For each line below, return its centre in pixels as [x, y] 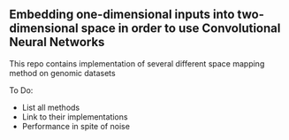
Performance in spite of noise [76, 126]
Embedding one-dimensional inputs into [122, 15]
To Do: [21, 90]
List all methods [51, 107]
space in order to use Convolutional [181, 29]
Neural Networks [57, 42]
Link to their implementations [75, 117]
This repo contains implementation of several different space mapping [137, 63]
